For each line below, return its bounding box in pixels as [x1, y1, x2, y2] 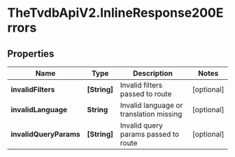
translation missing [120, 109, 183, 118]
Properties [7, 48, 55, 60]
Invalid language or [120, 100, 183, 110]
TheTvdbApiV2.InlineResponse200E [7, 5, 224, 21]
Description [132, 69, 173, 78]
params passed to [120, 130, 180, 139]
